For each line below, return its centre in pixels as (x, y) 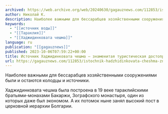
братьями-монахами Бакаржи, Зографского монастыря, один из (74, 95)
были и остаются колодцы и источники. (47, 80)
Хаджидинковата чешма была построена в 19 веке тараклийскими (77, 90)
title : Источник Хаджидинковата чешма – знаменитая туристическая (76, 56)
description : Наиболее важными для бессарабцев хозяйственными (72, 19)
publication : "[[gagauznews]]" (38, 47)
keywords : (15, 24)
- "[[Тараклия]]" (28, 33)
